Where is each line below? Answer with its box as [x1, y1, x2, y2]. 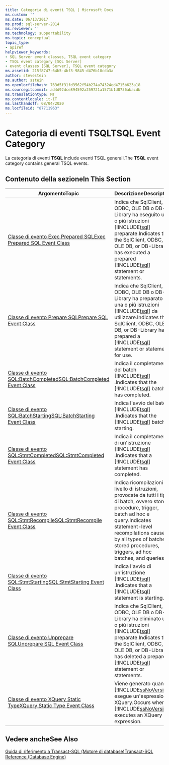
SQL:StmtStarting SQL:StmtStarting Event [8, 578, 105, 585]
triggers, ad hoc [114, 548, 152, 555]
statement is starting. [114, 594, 164, 601]
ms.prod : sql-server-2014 [5, 21, 59, 27]
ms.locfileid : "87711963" [5, 106, 59, 111]
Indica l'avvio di [114, 563, 151, 570]
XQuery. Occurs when [114, 699, 165, 706]
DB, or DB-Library [114, 326, 157, 333]
